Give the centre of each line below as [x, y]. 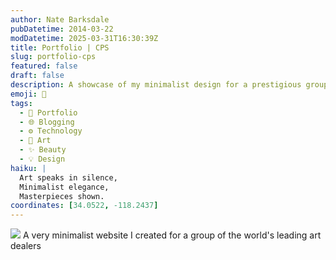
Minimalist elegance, [64, 187]
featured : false [44, 66]
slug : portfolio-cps [53, 57]
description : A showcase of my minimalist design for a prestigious [156, 85]
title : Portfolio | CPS [60, 47]
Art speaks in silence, [68, 177]
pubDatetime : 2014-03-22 [62, 29]
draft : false [37, 76]
